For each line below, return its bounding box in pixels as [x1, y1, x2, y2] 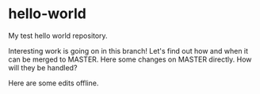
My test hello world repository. [8, 31, 109, 40]
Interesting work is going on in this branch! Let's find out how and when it [8, 46, 248, 55]
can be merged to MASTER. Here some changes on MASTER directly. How [8, 55, 252, 64]
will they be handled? [8, 62, 78, 72]
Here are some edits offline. [8, 78, 99, 88]
